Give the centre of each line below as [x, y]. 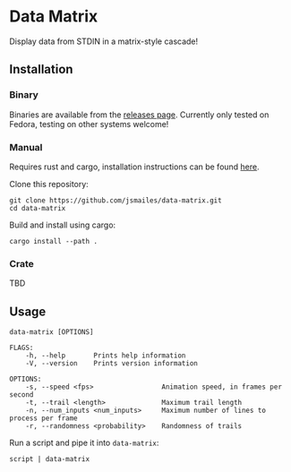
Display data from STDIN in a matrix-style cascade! [104, 41]
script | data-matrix [50, 459]
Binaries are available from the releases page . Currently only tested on [139, 115]
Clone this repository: [49, 184]
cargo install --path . [54, 241]
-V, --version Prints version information [112, 364]
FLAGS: [21, 348]
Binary [24, 95]
